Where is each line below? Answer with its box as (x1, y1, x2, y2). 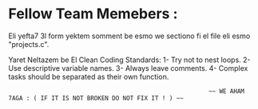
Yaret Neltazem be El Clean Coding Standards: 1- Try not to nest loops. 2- (8, 55, 251, 64)
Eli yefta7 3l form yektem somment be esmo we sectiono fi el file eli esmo (8, 31, 251, 41)
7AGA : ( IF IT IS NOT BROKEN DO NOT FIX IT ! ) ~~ (8, 94, 184, 102)
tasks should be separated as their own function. (8, 72, 169, 81)
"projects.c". (8, 39, 50, 49)
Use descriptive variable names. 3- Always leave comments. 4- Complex (8, 63, 248, 72)
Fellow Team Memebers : (8, 5, 178, 23)
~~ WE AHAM (208, 87, 245, 95)
